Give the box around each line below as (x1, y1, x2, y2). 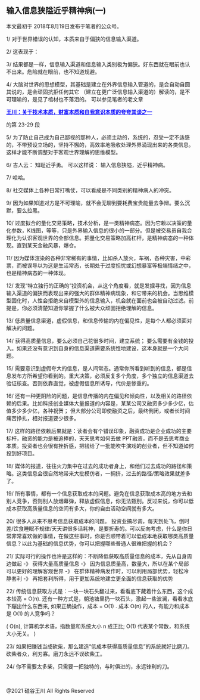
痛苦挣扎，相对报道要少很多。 (6, 414, 79, 422)
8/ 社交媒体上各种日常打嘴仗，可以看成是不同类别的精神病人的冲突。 (6, 187, 174, 194)
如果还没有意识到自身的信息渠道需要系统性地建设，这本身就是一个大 (16, 345, 183, 352)
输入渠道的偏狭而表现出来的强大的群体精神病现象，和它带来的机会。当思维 (6, 289, 189, 296)
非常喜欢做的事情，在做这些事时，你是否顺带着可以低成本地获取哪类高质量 (11, 532, 194, 540)
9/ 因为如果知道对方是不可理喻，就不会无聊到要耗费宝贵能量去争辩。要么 (6, 199, 185, 206)
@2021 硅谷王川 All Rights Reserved (6, 687, 95, 694)
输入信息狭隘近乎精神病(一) (6, 5, 106, 16)
